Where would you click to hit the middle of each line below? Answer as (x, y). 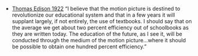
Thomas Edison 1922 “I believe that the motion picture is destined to (96, 9)
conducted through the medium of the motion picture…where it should (99, 40)
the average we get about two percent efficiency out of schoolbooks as (100, 27)
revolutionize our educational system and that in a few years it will (93, 15)
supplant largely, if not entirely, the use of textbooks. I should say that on (102, 21)
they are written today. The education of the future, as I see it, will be (97, 34)
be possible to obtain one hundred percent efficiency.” (79, 46)
